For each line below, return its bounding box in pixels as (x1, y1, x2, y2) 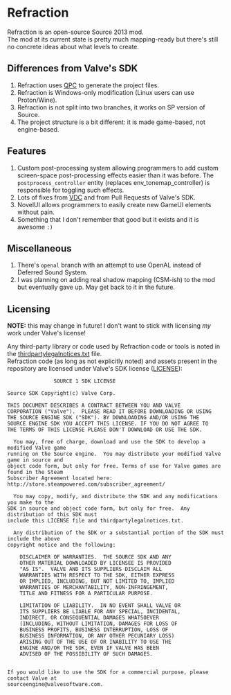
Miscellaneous (7, 243, 72, 254)
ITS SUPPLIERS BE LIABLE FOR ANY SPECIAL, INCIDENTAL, (19, 608, 181, 615)
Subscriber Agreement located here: (7, 475, 113, 482)
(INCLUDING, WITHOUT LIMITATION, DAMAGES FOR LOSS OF (19, 620, 178, 628)
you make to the (7, 499, 54, 507)
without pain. (17, 208, 55, 216)
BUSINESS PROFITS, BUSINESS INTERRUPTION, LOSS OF (19, 626, 169, 633)
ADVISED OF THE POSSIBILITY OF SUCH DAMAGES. (19, 651, 154, 658)
